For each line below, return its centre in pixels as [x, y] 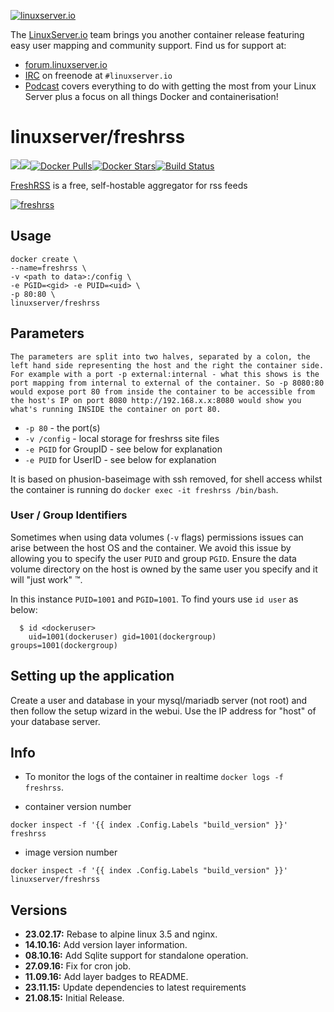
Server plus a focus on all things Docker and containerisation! [151, 96]
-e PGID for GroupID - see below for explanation [123, 449]
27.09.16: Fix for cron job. [78, 966]
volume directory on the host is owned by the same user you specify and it [164, 569]
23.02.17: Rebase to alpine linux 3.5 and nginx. [121, 934]
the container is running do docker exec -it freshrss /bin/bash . [144, 489]
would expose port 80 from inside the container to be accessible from [162, 391]
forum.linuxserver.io [66, 64]
